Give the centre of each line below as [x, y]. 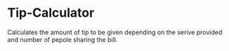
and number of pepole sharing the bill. [63, 39]
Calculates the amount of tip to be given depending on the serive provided [115, 32]
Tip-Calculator [51, 13]
